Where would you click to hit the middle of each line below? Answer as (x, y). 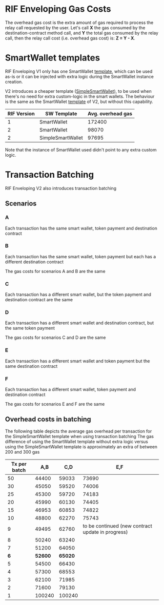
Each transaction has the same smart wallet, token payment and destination (81, 228)
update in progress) (105, 532)
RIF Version (21, 113)
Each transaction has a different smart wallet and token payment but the (78, 361)
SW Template (61, 113)
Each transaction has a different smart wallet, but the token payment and (78, 294)
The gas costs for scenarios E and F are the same (55, 404)
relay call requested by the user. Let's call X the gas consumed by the (75, 27)
